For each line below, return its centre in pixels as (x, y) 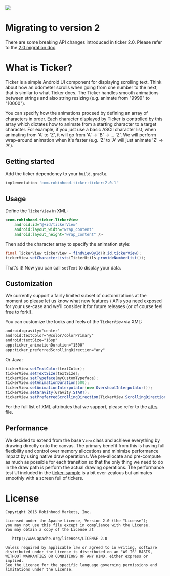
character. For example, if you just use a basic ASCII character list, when (81, 129)
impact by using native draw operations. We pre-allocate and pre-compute (83, 456)
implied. (14, 561)
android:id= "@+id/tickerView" (46, 225)
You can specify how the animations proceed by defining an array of (77, 113)
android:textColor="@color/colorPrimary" (50, 336)
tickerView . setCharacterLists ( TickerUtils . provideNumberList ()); (75, 258)
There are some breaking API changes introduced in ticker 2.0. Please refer (84, 42)
